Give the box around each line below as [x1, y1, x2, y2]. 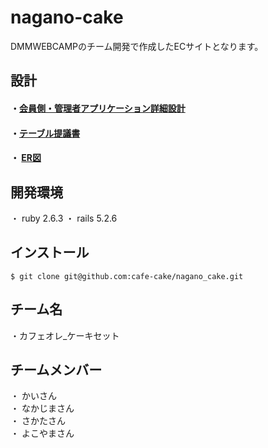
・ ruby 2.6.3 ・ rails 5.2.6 [10, 212, 118, 224]
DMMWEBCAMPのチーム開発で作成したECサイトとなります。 [10, 40, 264, 52]
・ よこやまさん [10, 427, 75, 440]
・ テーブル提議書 [10, 127, 81, 139]
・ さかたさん [10, 415, 66, 427]
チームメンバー [10, 361, 103, 378]
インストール [10, 244, 90, 261]
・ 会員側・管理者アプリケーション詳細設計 [10, 102, 186, 114]
